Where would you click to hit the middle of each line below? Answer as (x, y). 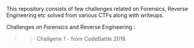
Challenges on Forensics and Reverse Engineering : (71, 27)
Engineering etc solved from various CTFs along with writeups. (85, 15)
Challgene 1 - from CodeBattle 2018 (81, 39)
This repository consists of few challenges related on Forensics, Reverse (97, 9)
